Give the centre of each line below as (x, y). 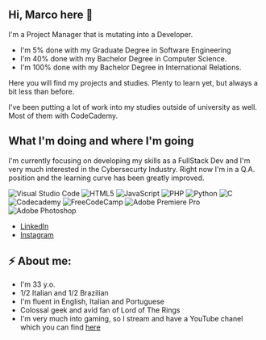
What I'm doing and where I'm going (101, 141)
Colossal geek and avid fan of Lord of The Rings (100, 310)
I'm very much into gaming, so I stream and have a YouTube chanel (131, 319)
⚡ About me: (40, 261)
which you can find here (60, 327)
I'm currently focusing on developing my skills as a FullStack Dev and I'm (129, 160)
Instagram (37, 234)
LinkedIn (34, 226)
